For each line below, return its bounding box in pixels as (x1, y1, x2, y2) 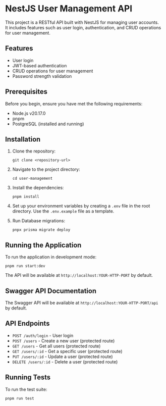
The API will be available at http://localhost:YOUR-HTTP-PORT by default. (5, 272, 153, 278)
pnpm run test (5, 396, 35, 401)
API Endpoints (5, 319, 50, 328)
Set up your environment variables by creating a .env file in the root (12, 203, 150, 209)
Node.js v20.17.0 (12, 110, 46, 116)
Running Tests (5, 373, 51, 382)
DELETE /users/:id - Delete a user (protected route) (12, 358, 118, 364)
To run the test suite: (5, 386, 48, 392)
